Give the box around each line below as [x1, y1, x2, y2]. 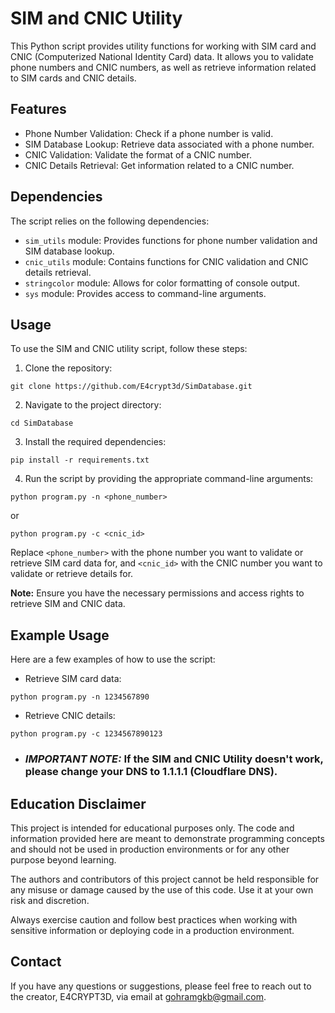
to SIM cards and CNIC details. [10, 72, 137, 84]
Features [10, 101, 67, 118]
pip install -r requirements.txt [10, 455, 150, 466]
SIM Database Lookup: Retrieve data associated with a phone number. [24, 138, 315, 150]
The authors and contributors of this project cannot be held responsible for [10, 873, 320, 885]
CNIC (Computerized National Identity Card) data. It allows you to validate [10, 50, 314, 62]
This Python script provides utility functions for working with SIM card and [10, 40, 317, 52]
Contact [10, 953, 62, 971]
